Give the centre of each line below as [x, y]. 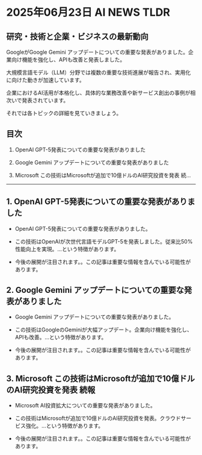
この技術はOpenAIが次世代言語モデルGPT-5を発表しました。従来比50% [104, 241]
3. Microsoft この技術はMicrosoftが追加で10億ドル [101, 378]
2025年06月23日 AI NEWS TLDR [88, 12]
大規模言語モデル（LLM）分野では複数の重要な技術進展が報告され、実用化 [99, 72]
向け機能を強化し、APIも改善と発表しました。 [68, 60]
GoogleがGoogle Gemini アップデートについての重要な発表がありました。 [97, 52]
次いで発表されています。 [38, 100]
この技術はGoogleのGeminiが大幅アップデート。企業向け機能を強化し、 [103, 330]
